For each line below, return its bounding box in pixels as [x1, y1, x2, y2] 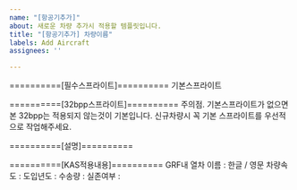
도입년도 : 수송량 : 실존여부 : [22, 171, 121, 182]
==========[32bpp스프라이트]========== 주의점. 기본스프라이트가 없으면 [9, 99, 289, 110]
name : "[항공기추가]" [9, 13, 81, 22]
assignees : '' [9, 47, 63, 56]
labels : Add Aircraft [9, 38, 90, 47]
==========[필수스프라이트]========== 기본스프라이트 [9, 80, 222, 91]
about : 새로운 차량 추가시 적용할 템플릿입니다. [9, 22, 162, 30]
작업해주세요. [25, 122, 72, 133]
